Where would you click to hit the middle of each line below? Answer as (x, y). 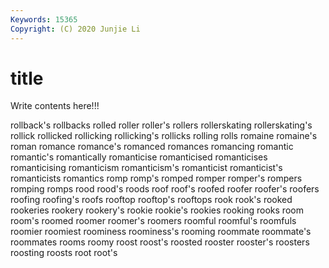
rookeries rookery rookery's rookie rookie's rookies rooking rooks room (157, 210)
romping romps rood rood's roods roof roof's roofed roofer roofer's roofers (165, 189)
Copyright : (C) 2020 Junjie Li (75, 29)
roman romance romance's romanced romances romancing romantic (152, 147)
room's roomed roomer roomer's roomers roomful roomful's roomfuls (153, 221)
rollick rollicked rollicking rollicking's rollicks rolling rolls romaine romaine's (164, 136)
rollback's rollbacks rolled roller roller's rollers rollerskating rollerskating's (161, 125)
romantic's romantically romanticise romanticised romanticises (139, 157)
